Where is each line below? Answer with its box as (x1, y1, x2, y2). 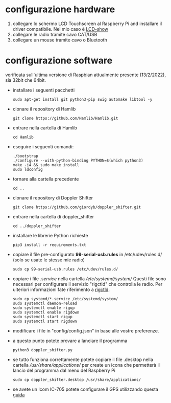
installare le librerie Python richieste (12, 232, 88, 238)
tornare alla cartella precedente (12, 175, 79, 182)
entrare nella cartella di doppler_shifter (12, 213, 94, 219)
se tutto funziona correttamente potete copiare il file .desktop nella (12, 356, 153, 363)
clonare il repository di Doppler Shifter (12, 194, 93, 200)
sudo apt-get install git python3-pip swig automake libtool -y (12, 97, 153, 102)
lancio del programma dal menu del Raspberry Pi (12, 367, 116, 373)
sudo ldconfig (12, 167, 43, 172)
